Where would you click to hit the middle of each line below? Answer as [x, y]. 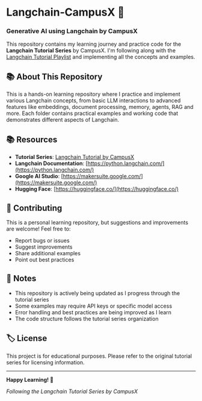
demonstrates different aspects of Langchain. [63, 120]
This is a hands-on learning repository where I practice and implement [93, 94]
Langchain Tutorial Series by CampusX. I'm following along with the [91, 51]
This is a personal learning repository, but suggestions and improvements [97, 222]
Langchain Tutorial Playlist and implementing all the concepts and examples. [101, 57]
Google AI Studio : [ [39, 176]
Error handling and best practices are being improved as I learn [93, 312]
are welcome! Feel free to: [38, 229]
